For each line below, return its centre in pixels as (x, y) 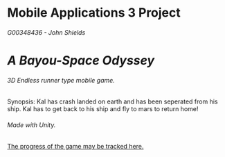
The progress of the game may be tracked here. (75, 147)
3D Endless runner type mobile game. (61, 80)
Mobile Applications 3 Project (94, 13)
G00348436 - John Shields (46, 32)
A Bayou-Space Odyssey (81, 60)
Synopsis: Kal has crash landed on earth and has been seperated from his (112, 101)
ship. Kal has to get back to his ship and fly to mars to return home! (103, 109)
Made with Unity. (31, 125)
